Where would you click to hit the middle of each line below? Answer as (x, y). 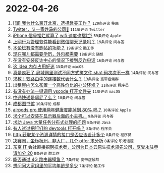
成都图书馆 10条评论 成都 (36, 103)
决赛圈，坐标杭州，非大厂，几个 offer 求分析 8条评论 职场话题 (73, 141)
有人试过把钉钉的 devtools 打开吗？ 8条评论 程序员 (62, 128)
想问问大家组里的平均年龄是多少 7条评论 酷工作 (59, 165)
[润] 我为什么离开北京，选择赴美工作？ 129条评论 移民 (66, 23)
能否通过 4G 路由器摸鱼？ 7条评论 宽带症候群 (56, 159)
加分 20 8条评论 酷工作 (38, 153)
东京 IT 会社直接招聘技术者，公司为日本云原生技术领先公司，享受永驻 (83, 147)
